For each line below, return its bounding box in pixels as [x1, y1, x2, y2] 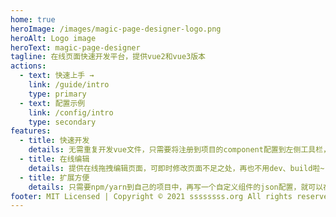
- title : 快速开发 [19, 136, 90, 146]
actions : [10, 61, 47, 71]
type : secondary [28, 117, 97, 127]
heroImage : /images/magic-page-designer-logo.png [10, 24, 222, 34]
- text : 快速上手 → [19, 71, 95, 81]
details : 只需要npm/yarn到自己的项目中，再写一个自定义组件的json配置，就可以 [28, 182, 324, 192]
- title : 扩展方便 [19, 172, 90, 183]
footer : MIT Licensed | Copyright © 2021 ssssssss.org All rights [10, 191, 293, 201]
